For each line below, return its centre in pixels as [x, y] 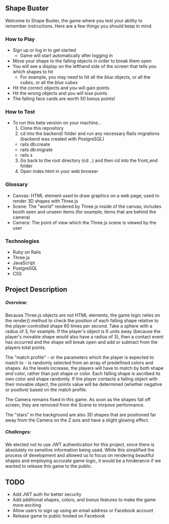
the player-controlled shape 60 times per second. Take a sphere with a [79, 326]
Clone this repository [42, 128]
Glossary [17, 185]
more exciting [27, 505]
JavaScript [24, 263]
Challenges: [18, 432]
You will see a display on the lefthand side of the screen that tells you [84, 66]
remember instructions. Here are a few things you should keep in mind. [79, 26]
